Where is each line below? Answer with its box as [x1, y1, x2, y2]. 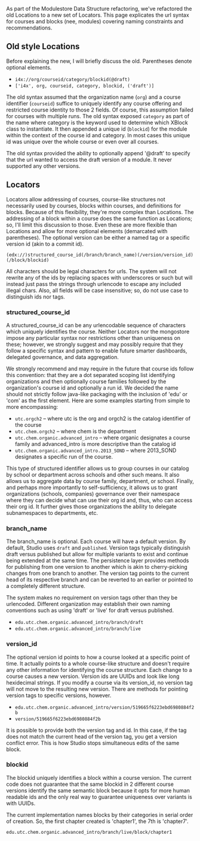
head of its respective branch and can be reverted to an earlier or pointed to [6, 576, 193, 583]
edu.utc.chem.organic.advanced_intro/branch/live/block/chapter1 [6, 829, 172, 835]
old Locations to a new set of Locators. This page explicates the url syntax [6, 11, 189, 19]
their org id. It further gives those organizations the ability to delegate [6, 503, 177, 510]
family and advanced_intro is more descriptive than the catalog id [14, 440, 176, 447]
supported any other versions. [6, 162, 81, 170]
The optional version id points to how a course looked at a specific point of [6, 653, 190, 661]
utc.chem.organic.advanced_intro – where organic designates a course [14, 434, 190, 441]
